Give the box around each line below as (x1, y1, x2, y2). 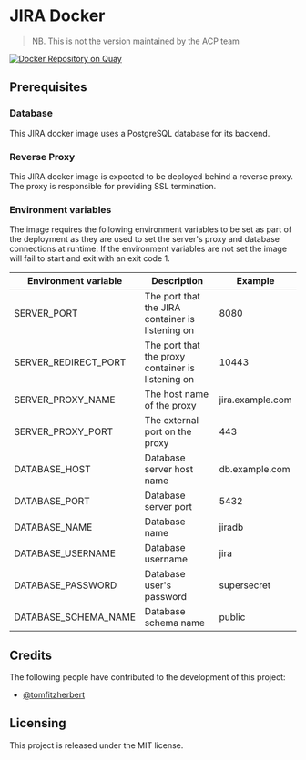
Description (151, 275, 203, 288)
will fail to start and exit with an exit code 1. (9, 253, 170, 264)
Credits (9, 647, 53, 663)
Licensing (9, 715, 66, 731)
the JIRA (144, 301, 181, 314)
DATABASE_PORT (14, 495, 90, 508)
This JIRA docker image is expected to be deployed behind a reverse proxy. (9, 170, 293, 182)
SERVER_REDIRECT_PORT (14, 356, 127, 369)
